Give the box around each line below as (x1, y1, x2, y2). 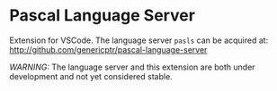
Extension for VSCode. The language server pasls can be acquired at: (9, 35, 269, 45)
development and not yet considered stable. (9, 70, 173, 81)
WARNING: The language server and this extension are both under (9, 62, 255, 72)
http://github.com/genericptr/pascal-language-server (9, 44, 208, 54)
